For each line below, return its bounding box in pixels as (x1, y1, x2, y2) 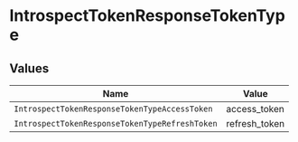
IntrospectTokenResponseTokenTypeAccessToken (14, 104, 213, 114)
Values (9, 61, 50, 76)
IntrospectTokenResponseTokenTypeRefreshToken (14, 118, 219, 128)
